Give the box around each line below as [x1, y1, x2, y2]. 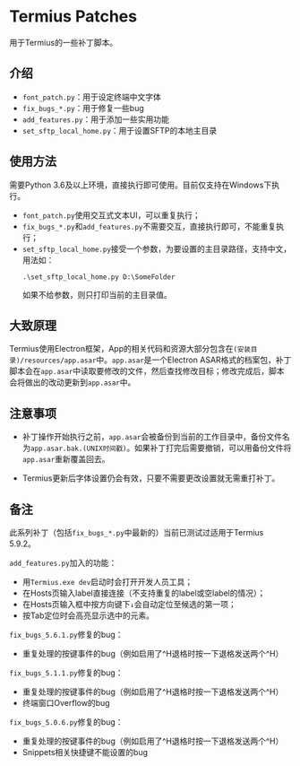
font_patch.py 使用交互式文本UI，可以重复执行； [21, 209, 201, 221]
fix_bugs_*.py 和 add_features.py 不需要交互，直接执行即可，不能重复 [21, 221, 277, 231]
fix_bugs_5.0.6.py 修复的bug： [9, 717, 124, 727]
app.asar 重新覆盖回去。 [21, 454, 110, 465]
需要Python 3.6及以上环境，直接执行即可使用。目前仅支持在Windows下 [9, 179, 272, 190]
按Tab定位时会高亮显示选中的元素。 [21, 610, 155, 621]
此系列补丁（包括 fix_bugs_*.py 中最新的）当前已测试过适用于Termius [9, 527, 264, 537]
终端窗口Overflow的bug [21, 698, 110, 708]
